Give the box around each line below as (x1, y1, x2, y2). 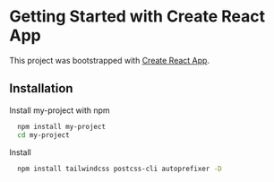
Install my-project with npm (9, 105, 110, 116)
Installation (9, 81, 73, 96)
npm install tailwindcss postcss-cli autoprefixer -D (17, 164, 222, 173)
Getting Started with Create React (9, 6, 266, 27)
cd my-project (17, 130, 70, 140)
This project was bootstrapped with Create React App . (9, 55, 210, 65)
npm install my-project (17, 122, 106, 131)
